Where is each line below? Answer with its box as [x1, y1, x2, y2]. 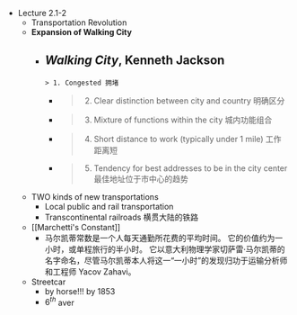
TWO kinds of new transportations [31, 191, 159, 202]
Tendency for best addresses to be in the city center [93, 162, 288, 174]
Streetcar [31, 276, 66, 287]
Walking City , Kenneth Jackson [44, 53, 225, 68]
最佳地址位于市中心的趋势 [93, 173, 188, 184]
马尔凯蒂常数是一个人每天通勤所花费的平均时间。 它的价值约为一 [44, 232, 284, 243]
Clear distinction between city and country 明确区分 [93, 94, 285, 106]
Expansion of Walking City [31, 27, 133, 37]
